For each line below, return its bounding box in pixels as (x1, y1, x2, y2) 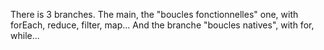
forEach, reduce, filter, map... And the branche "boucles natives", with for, (10, 19, 315, 31)
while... (10, 30, 40, 41)
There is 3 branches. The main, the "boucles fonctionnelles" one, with (10, 9, 299, 20)
